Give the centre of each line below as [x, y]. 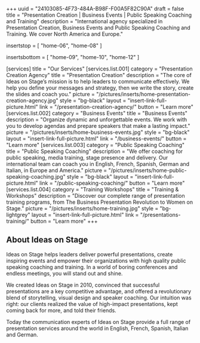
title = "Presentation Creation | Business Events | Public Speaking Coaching [99, 15]
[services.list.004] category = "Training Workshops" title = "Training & [93, 189]
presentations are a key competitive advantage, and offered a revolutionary [99, 291]
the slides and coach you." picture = [51, 94]
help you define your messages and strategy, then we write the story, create [100, 88]
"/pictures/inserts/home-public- [147, 170]
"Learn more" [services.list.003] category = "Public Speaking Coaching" [96, 145]
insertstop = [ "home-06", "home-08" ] [54, 45]
